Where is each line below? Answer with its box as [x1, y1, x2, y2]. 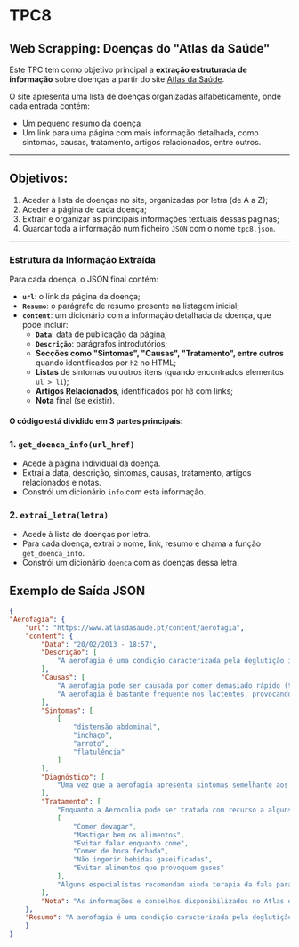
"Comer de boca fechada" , [72, 847, 169, 856]
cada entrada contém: [9, 101, 91, 111]
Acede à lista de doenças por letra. [21, 529, 151, 540]
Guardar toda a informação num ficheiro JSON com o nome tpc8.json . [21, 223, 276, 233]
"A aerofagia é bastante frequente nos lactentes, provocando [56, 690, 293, 698]
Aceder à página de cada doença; [21, 204, 147, 215]
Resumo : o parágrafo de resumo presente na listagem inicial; [21, 300, 240, 312]
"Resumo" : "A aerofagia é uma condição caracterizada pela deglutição [25, 913, 293, 922]
